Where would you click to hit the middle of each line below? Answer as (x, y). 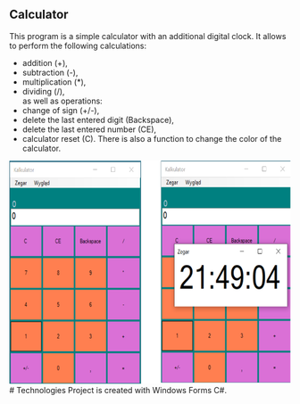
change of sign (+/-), (61, 110)
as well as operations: (62, 101)
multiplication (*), (54, 82)
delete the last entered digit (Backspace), (98, 120)
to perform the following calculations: (78, 45)
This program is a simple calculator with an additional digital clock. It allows (148, 36)
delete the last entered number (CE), (89, 129)
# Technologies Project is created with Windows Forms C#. (118, 390)
